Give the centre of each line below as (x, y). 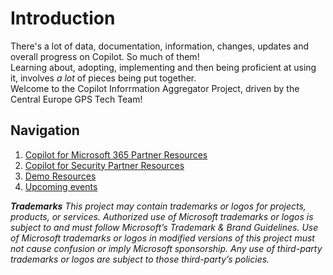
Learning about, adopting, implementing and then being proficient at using (163, 67)
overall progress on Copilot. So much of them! (105, 56)
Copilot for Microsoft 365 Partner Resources (116, 154)
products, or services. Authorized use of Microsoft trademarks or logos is (162, 216)
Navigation (45, 130)
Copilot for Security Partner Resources (104, 165)
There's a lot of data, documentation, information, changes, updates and (160, 46)
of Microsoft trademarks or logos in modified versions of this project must (162, 238)
